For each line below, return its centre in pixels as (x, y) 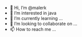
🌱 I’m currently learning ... (36, 18)
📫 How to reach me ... (33, 29)
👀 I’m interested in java (33, 13)
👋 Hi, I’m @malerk (28, 8)
